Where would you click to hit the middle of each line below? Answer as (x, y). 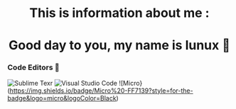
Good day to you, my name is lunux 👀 (119, 46)
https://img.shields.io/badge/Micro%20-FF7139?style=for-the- (101, 91)
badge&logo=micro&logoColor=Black (62, 98)
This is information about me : (119, 13)
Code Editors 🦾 (34, 67)
